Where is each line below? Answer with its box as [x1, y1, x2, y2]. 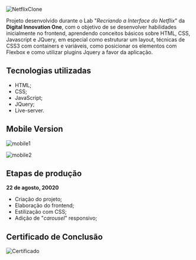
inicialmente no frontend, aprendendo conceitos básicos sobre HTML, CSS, [6, 30, 191, 37]
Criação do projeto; [14, 196, 62, 203]
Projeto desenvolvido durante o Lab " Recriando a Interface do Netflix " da [6, 17, 185, 24]
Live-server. [14, 107, 44, 114]
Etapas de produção [6, 169, 82, 179]
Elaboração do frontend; [14, 202, 75, 209]
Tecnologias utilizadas [6, 66, 91, 76]
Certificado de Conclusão [6, 232, 103, 242]
